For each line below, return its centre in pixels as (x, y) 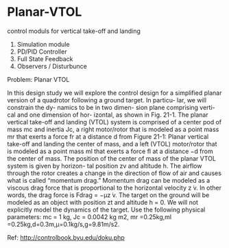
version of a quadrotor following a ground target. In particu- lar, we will (107, 100)
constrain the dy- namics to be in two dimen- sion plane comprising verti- (111, 107)
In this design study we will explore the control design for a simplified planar (114, 93)
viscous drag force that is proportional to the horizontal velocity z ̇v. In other (114, 188)
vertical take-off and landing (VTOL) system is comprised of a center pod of (114, 122)
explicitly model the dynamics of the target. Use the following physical (106, 210)
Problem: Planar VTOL (38, 79)
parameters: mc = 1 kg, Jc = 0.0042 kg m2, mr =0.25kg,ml (89, 216)
